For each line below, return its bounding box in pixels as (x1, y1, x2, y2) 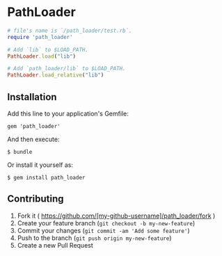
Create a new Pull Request (17, 241, 94, 249)
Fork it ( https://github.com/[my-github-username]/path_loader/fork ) (17, 211, 216, 220)
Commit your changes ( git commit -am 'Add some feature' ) (17, 226, 190, 234)
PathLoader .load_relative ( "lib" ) (7, 72, 104, 79)
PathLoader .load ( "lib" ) (7, 53, 77, 60)
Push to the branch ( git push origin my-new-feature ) (17, 234, 172, 242)
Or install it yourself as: (7, 161, 73, 169)
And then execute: (7, 135, 60, 143)
